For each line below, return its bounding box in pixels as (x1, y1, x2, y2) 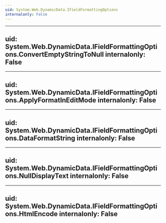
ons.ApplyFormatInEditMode (5, 96, 96, 104)
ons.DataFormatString (5, 134, 76, 142)
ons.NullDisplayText (5, 172, 69, 180)
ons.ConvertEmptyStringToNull (5, 50, 104, 58)
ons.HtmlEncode (5, 210, 58, 218)
